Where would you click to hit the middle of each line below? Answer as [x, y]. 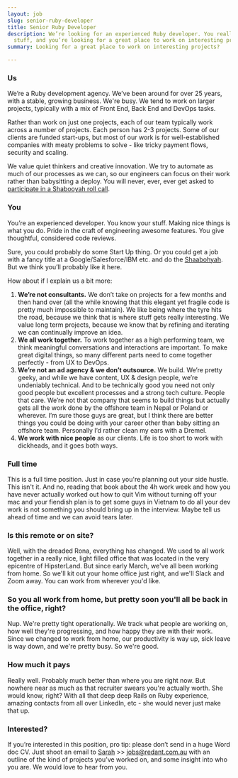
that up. [19, 711]
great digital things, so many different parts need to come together [115, 355]
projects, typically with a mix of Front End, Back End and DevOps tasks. [112, 109]
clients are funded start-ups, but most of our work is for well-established [113, 137]
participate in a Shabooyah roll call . [58, 189]
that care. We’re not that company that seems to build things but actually [124, 400]
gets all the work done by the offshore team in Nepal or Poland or [113, 407]
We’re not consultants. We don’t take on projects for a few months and [122, 294]
